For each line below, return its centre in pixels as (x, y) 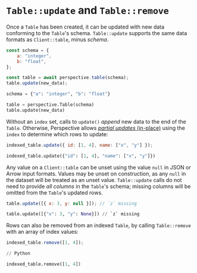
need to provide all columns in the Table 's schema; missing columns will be (98, 186)
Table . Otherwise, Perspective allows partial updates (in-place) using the (96, 128)
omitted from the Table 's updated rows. (54, 192)
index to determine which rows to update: (57, 134)
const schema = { (28, 50)
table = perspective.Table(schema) (50, 105)
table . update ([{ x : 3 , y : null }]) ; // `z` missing (71, 203)
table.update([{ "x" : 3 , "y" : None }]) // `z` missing (73, 214)
